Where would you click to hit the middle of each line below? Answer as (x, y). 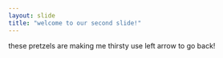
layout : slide (32, 15)
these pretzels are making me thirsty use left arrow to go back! (112, 45)
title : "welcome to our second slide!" (75, 23)
